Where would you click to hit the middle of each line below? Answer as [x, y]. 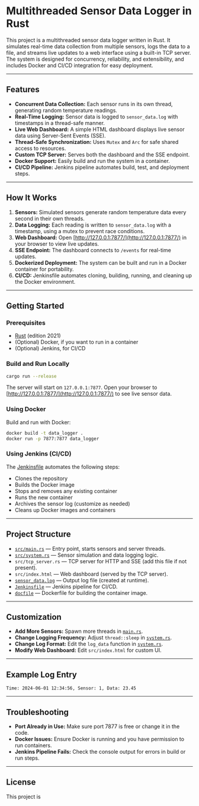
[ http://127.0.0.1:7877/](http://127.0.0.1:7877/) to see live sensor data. [89, 394]
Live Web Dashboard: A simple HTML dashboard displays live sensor [99, 129]
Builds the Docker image [45, 484]
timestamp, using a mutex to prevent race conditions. [80, 231]
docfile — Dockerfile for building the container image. [81, 592]
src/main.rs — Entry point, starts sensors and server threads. [90, 548]
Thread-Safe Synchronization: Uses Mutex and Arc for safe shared [97, 142]
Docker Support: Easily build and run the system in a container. [92, 161]
